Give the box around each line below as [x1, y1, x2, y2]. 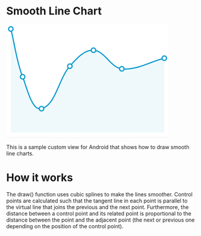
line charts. [6, 150, 34, 157]
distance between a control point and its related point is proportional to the [6, 210, 191, 217]
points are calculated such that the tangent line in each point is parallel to [6, 197, 188, 204]
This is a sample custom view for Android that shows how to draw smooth [6, 143, 190, 151]
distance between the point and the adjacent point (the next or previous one [6, 216, 195, 223]
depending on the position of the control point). [6, 222, 124, 229]
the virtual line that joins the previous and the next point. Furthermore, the [6, 203, 189, 211]
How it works [6, 171, 73, 184]
